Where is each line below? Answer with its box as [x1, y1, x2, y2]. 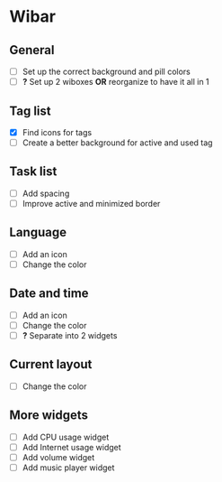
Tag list [9, 103, 51, 118]
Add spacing [22, 188, 70, 199]
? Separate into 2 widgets [22, 329, 118, 340]
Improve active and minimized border [22, 198, 161, 209]
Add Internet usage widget [22, 441, 121, 452]
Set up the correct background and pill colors [22, 66, 191, 77]
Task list [9, 164, 58, 180]
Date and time [9, 286, 89, 301]
